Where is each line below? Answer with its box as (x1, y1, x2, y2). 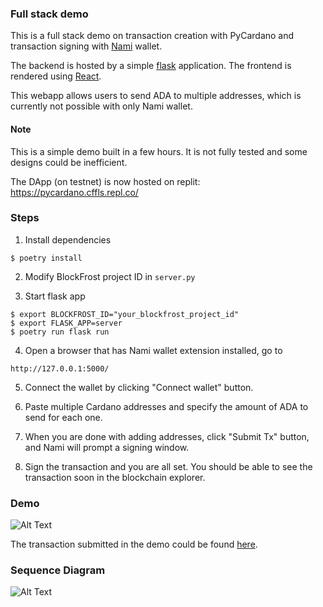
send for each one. (24, 411, 103, 423)
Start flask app (24, 290, 86, 302)
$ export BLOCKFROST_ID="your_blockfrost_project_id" (10, 309, 240, 319)
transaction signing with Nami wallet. (10, 40, 163, 52)
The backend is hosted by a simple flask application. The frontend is (10, 60, 292, 72)
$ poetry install (10, 253, 83, 263)
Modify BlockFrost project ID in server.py (24, 270, 196, 282)
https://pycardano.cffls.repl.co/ (10, 186, 139, 198)
